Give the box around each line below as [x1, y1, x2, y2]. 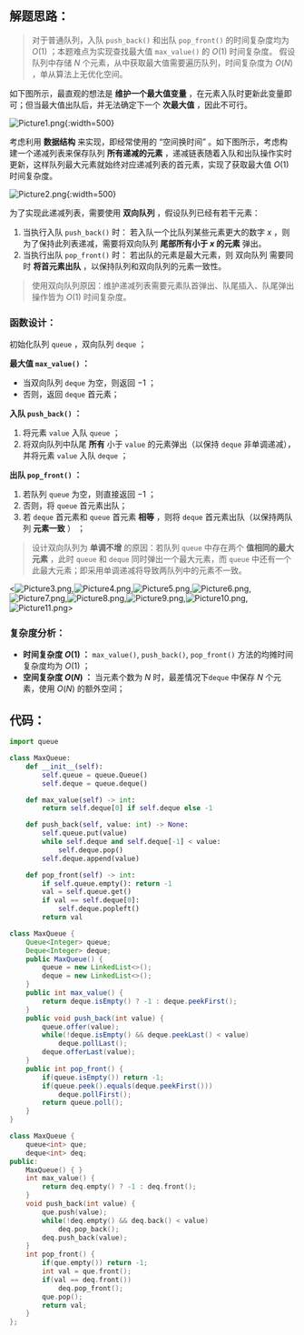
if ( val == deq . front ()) [42, 1275, 132, 1284]
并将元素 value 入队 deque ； [22, 450, 129, 461]
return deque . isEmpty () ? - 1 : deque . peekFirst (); [42, 997, 238, 1006]
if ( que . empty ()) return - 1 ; [42, 1259, 148, 1268]
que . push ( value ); [42, 1208, 107, 1217]
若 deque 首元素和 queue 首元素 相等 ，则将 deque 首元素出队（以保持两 [22, 512, 285, 523]
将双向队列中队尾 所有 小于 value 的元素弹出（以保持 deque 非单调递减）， [22, 439, 297, 450]
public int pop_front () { [25, 1064, 124, 1073]
